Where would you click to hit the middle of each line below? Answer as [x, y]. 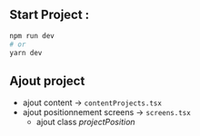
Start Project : [50, 15]
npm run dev [32, 35]
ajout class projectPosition [85, 122]
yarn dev [26, 53]
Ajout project [47, 81]
